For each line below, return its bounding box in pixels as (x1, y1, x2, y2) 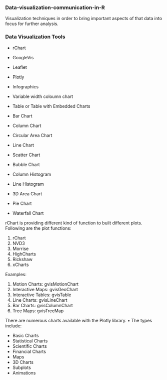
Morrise (12, 245, 29, 251)
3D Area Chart (12, 190, 42, 197)
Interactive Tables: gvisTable (12, 292, 71, 298)
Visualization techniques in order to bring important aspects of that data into (5, 16, 162, 22)
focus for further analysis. (5, 21, 58, 27)
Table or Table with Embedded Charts (12, 103, 90, 109)
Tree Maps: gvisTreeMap (12, 308, 64, 314)
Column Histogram (12, 171, 51, 177)
